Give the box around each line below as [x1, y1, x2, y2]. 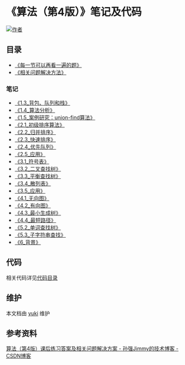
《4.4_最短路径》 [14, 217, 56, 224]
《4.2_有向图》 [14, 202, 51, 209]
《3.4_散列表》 [14, 180, 51, 187]
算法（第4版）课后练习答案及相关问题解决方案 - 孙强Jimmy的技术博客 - [6, 345, 179, 352]
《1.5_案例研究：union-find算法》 [14, 114, 96, 121]
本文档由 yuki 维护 [6, 309, 51, 317]
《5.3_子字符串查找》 [14, 231, 66, 238]
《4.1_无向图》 [14, 195, 50, 202]
